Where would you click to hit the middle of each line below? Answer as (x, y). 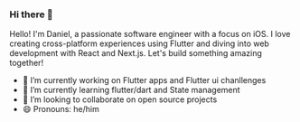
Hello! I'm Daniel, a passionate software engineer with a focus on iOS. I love (150, 34)
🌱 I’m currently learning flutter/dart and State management (131, 90)
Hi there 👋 (32, 14)
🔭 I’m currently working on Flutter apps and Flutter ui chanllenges (144, 80)
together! (26, 63)
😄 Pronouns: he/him (61, 109)
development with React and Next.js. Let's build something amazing (136, 53)
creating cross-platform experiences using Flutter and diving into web (139, 43)
